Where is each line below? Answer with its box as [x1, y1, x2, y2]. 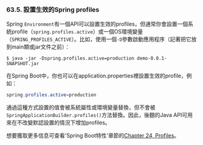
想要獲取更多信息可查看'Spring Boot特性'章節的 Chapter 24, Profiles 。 [6, 132, 180, 140]
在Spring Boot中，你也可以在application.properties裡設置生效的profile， [6, 72, 187, 80]
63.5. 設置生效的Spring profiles [6, 5, 100, 13]
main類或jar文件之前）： [11, 43, 71, 51]
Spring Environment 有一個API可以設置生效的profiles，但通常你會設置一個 [6, 20, 188, 28]
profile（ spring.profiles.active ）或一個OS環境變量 [11, 28, 143, 35]
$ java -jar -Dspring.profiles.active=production [6, 55, 135, 62]
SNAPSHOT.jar [6, 61, 40, 67]
